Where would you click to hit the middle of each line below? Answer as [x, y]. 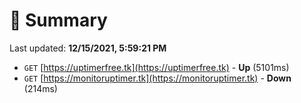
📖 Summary [58, 20]
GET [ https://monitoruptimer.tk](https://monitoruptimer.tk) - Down [157, 78]
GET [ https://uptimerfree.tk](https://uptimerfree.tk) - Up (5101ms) [156, 67]
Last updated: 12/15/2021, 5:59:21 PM [88, 48]
